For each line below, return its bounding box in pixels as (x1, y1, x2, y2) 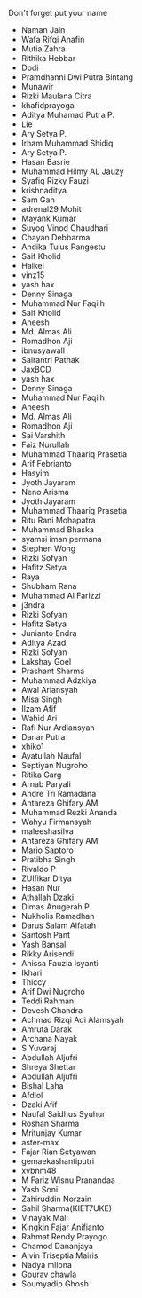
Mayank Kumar (20, 213, 77, 224)
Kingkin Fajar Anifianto (20, 1222, 105, 1232)
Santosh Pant (20, 930, 71, 940)
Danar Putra (20, 732, 66, 742)
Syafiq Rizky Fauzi (20, 176, 90, 185)
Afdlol (20, 1090, 43, 1100)
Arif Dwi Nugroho (20, 987, 85, 996)
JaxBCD (20, 364, 51, 374)
